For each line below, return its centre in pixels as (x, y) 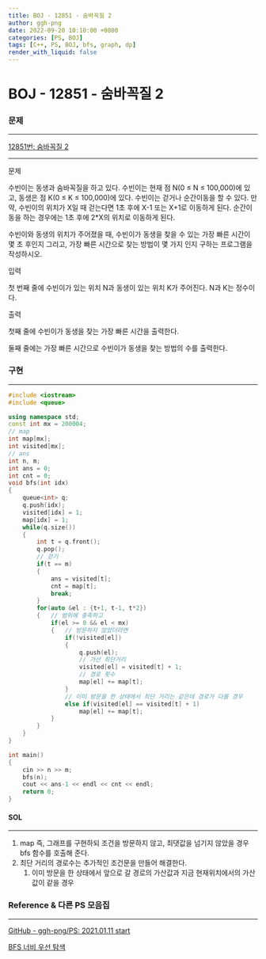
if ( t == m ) (55, 564)
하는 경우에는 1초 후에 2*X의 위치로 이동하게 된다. (99, 218)
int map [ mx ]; (30, 439)
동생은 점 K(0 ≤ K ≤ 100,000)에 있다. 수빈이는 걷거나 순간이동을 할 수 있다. (134, 198)
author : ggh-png (35, 23)
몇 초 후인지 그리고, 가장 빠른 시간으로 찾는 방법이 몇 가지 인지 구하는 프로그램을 (131, 244)
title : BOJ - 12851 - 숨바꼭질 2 (60, 15)
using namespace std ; (44, 417)
